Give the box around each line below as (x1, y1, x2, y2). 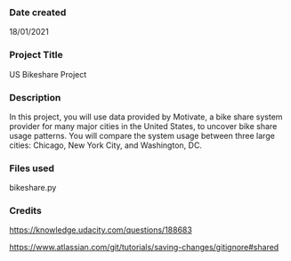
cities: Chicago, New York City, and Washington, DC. (9, 140, 203, 151)
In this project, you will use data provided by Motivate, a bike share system (9, 111, 283, 122)
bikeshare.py (9, 183, 57, 193)
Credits (9, 205, 42, 217)
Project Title (9, 49, 64, 61)
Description (9, 91, 61, 103)
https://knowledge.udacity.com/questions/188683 (9, 224, 193, 235)
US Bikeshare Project (9, 69, 87, 79)
